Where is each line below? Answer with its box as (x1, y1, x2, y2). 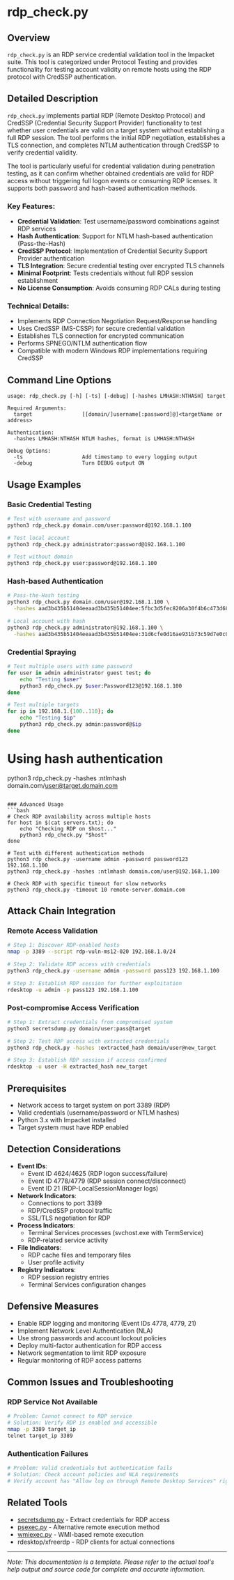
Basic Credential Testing (7, 499, 92, 509)
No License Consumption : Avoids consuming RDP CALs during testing (17, 284, 221, 293)
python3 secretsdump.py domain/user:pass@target (7, 1025, 151, 1032)
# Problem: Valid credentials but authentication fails (7, 1464, 173, 1472)
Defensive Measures (7, 1301, 99, 1312)
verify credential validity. (7, 148, 78, 157)
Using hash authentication (7, 750, 164, 766)
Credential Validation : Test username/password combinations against (17, 217, 219, 226)
